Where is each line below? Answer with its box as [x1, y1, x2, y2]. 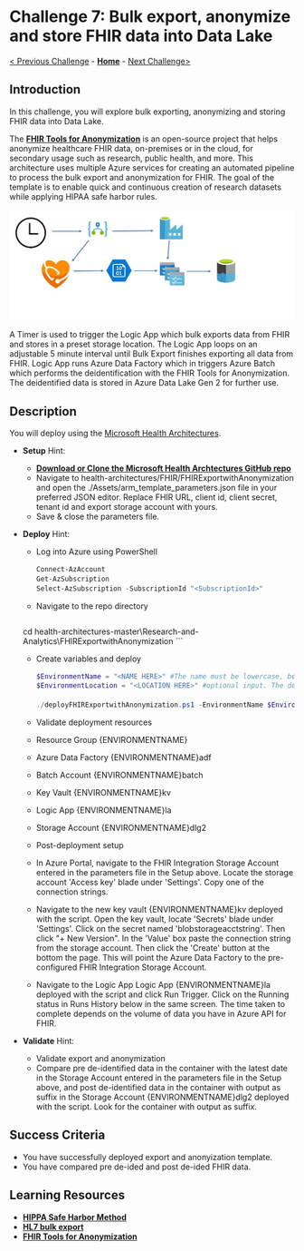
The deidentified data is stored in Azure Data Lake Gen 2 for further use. [9, 377, 280, 388]
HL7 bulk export [22, 1221, 84, 1232]
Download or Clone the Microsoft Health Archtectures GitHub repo [35, 463, 291, 474]
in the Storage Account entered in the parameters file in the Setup [35, 1072, 282, 1083]
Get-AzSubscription [35, 574, 110, 583]
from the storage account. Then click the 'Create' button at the [35, 943, 270, 953]
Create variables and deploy [35, 653, 142, 664]
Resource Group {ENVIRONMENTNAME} [35, 735, 188, 746]
